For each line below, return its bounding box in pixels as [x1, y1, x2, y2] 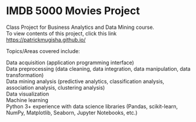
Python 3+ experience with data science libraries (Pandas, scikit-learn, [6, 103, 178, 110]
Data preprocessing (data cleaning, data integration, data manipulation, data [6, 65, 191, 72]
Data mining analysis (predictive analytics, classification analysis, [6, 78, 165, 85]
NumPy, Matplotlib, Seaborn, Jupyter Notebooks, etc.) [6, 109, 138, 116]
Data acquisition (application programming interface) [6, 59, 134, 66]
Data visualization [6, 90, 49, 97]
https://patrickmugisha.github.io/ [6, 36, 86, 43]
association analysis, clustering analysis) [6, 84, 105, 91]
